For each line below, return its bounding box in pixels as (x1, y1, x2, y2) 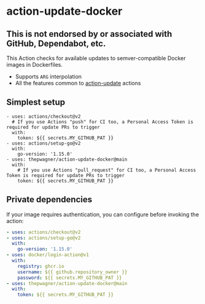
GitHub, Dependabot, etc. (6, 38, 106, 48)
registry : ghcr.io (17, 263, 64, 269)
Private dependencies (6, 194, 93, 205)
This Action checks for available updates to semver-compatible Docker (6, 55, 186, 62)
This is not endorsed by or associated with (6, 29, 172, 39)
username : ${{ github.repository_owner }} (17, 268, 128, 275)
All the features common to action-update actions (15, 80, 141, 86)
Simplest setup (6, 97, 66, 108)
